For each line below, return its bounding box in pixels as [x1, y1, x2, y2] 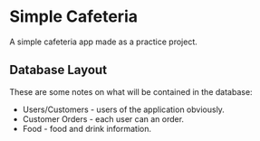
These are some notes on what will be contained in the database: [9, 86, 253, 97]
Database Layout [9, 62, 107, 78]
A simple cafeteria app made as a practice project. [9, 36, 197, 47]
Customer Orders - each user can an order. [22, 113, 184, 124]
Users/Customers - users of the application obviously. [22, 104, 225, 115]
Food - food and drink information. [22, 123, 152, 134]
